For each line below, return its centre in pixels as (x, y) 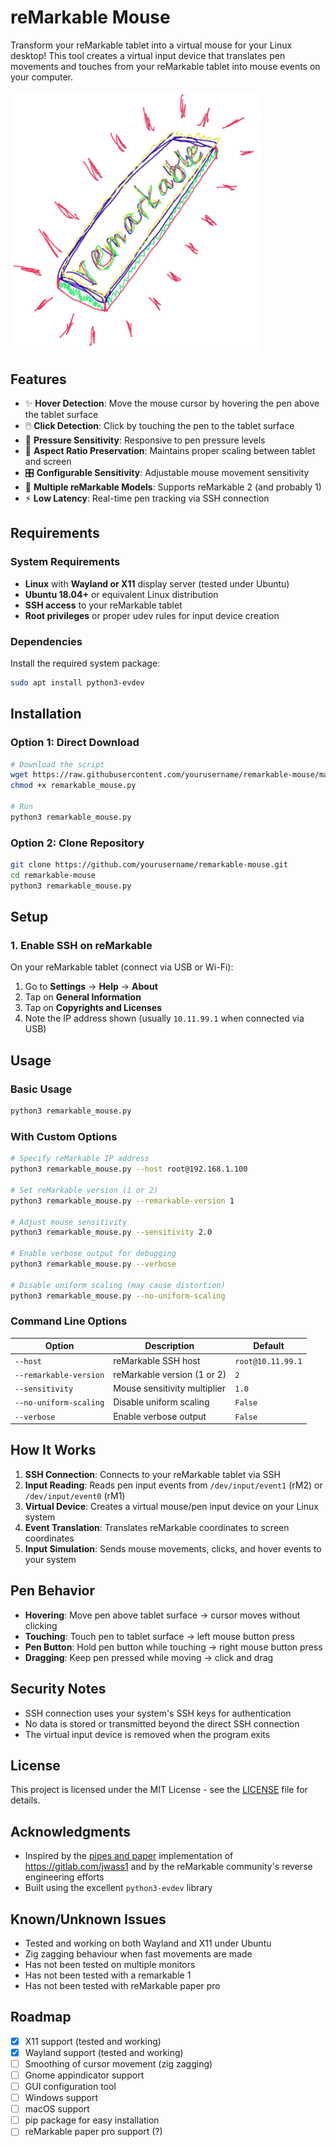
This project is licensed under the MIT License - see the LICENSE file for (159, 1790)
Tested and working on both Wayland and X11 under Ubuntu (148, 1943)
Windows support (61, 2098)
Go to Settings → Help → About (91, 987)
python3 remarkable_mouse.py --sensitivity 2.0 (111, 1232)
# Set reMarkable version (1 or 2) (84, 1190)
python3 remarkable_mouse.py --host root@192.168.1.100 (129, 1169)
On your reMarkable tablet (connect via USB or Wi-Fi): (122, 967)
